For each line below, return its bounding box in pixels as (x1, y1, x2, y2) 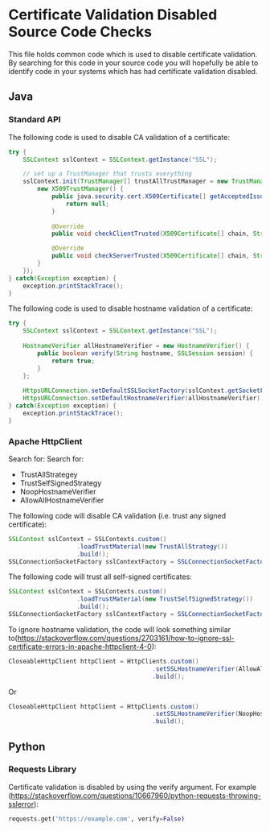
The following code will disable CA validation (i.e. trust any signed (8, 511, 227, 520)
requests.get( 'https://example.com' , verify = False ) (8, 815, 185, 823)
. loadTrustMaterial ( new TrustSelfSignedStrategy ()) (76, 595, 253, 603)
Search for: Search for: (8, 453, 84, 464)
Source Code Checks (8, 23, 153, 41)
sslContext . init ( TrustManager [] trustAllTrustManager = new (22, 177, 228, 186)
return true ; (51, 357, 95, 365)
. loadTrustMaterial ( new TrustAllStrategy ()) (76, 542, 228, 551)
